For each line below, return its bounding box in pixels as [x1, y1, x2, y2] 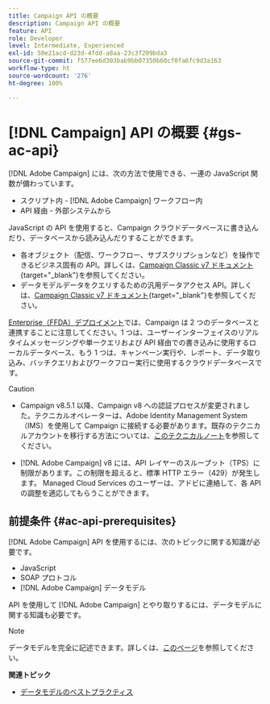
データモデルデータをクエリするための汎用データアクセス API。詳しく [19, 280, 252, 290]
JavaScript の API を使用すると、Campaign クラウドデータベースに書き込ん [8, 223, 260, 233]
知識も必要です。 [29, 610, 86, 620]
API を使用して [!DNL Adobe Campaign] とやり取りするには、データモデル [8, 600, 255, 610]
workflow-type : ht [8, 64, 70, 72]
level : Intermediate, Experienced [8, 42, 125, 50]
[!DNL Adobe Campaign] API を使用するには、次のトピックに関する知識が [8, 537, 254, 547]
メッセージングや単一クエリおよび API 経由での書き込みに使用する [29, 338, 250, 347]
